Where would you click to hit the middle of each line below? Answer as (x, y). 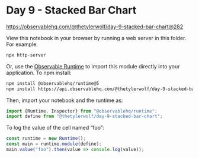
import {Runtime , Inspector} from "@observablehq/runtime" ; (82, 111)
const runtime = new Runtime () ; (46, 139)
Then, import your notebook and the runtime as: (65, 100)
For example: (22, 44)
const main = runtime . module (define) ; (54, 144)
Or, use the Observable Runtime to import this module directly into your (93, 66)
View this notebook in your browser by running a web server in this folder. (96, 38)
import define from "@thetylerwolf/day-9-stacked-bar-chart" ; (84, 116)
